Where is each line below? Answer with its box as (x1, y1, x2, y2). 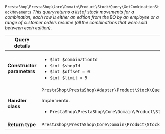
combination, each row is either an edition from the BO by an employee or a (5, 14, 159, 20)
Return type (7, 121, 36, 128)
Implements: (41, 97, 70, 103)
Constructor (7, 62, 37, 68)
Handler (7, 97, 27, 103)
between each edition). (5, 25, 52, 31)
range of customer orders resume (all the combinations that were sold (5, 20, 147, 25)
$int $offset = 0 (50, 69, 90, 74)
